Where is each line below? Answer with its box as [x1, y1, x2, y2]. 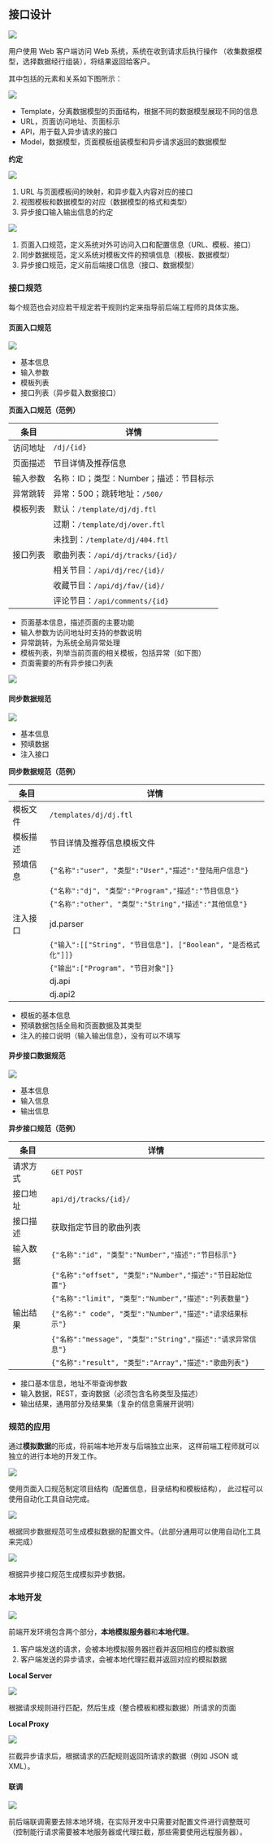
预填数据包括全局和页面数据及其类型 [19, 1021, 142, 1030]
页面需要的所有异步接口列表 [19, 658, 114, 668]
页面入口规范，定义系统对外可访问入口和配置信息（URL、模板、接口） [19, 239, 256, 249]
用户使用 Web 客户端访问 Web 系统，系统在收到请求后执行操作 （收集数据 [8, 46, 256, 55]
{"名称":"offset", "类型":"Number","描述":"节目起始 [51, 1270, 245, 1280]
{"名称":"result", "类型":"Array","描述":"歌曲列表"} [51, 1358, 249, 1367]
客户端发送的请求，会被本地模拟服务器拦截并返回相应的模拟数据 [19, 1644, 234, 1654]
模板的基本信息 [19, 1010, 71, 1020]
